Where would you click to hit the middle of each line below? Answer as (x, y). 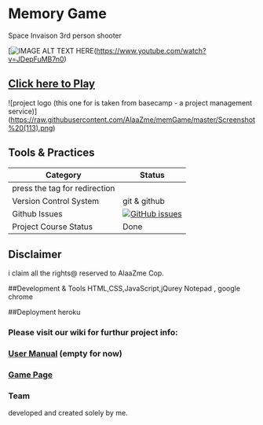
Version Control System (56, 201)
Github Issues (37, 213)
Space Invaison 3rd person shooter (65, 35)
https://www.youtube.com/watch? (151, 50)
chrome (21, 297)
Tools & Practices (52, 153)
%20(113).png (31, 128)
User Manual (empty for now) (66, 353)
